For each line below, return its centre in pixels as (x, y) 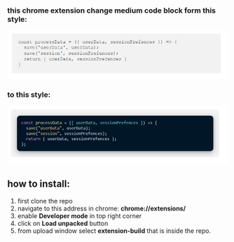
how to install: (39, 184)
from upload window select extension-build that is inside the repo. (114, 231)
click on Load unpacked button (63, 223)
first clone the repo (45, 201)
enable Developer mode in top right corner (80, 215)
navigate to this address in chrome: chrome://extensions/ (102, 208)
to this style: (29, 95)
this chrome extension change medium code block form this (111, 11)
